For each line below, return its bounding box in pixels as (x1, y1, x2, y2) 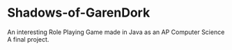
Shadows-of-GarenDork (7, 5, 150, 21)
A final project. (7, 35, 49, 43)
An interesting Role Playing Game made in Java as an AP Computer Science (7, 28, 225, 36)
